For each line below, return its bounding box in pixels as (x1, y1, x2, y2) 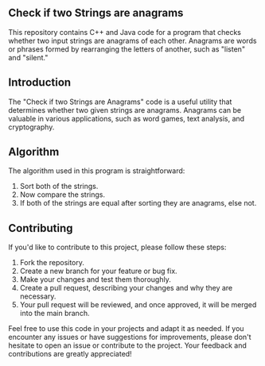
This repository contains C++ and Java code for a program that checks (8, 27, 241, 37)
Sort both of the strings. (19, 182, 99, 191)
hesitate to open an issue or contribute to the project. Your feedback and (8, 341, 247, 350)
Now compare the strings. (19, 190, 106, 199)
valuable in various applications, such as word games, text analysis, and (8, 114, 245, 123)
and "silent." (8, 52, 49, 62)
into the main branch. (19, 309, 90, 318)
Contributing (8, 222, 73, 235)
